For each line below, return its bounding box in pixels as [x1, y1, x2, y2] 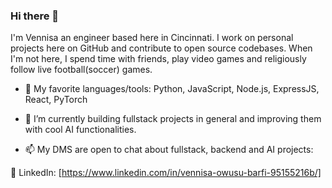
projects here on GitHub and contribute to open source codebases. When [10, 42, 313, 54]
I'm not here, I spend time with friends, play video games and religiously [10, 53, 307, 65]
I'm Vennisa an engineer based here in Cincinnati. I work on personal [10, 32, 294, 44]
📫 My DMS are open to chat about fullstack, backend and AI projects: [24, 144, 314, 156]
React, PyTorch [24, 94, 88, 106]
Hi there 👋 [10, 9, 60, 23]
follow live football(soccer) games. [10, 64, 153, 76]
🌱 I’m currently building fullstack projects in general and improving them [24, 113, 322, 125]
